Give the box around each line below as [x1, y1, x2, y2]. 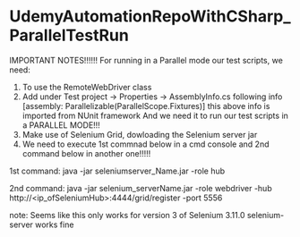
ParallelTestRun [9, 25, 130, 46]
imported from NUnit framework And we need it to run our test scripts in [21, 110, 289, 121]
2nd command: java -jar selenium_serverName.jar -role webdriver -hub [9, 182, 272, 193]
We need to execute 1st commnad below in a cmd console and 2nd [21, 139, 270, 149]
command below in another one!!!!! [21, 148, 151, 158]
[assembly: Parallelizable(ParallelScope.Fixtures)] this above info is [21, 100, 270, 111]
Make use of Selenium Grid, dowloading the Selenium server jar [21, 129, 258, 140]
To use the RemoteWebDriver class [21, 81, 152, 92]
